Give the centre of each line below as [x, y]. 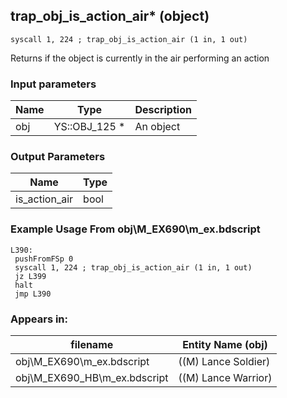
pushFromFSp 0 [44, 259]
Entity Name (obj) [225, 344]
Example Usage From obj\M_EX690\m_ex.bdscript [135, 229]
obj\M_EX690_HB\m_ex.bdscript [92, 377]
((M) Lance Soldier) [224, 361]
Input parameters [53, 84]
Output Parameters [58, 157]
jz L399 [30, 276]
